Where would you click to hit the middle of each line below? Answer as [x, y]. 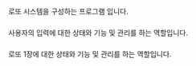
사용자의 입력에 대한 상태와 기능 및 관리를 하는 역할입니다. [98, 33]
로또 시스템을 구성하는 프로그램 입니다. [68, 12]
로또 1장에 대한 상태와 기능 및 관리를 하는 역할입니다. [90, 54]
